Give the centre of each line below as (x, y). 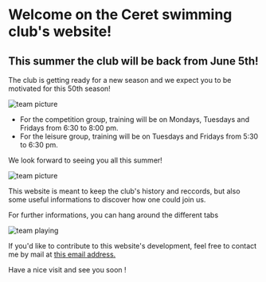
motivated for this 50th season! (60, 88)
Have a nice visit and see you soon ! (67, 270)
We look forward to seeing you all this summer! (86, 160)
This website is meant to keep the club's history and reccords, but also (124, 191)
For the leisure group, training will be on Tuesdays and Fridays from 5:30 (139, 136)
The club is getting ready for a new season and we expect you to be (120, 80)
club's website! (60, 31)
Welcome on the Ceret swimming (120, 15)
